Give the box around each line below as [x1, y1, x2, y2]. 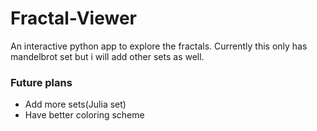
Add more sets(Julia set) [24, 98, 127, 111]
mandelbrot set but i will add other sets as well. [10, 50, 205, 62]
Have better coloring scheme [24, 109, 145, 121]
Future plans [10, 75, 73, 89]
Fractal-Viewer [10, 7, 138, 30]
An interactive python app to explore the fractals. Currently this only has [10, 40, 308, 52]
